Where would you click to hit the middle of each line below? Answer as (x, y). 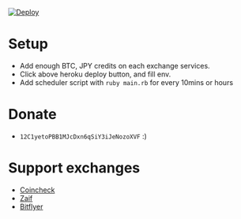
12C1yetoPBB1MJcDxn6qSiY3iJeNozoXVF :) (83, 136)
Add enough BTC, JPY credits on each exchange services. (115, 65)
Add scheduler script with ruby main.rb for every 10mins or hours (126, 82)
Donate (32, 115)
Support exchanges (74, 168)
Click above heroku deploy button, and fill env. (95, 74)
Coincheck (37, 190)
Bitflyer (31, 206)
